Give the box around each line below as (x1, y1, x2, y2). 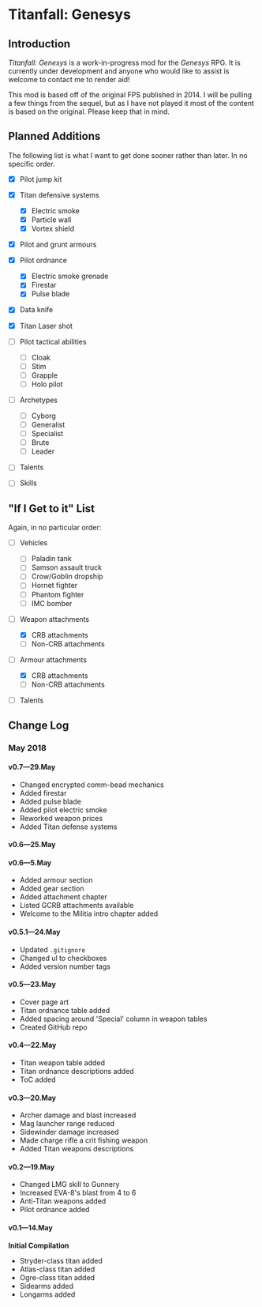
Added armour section (19, 876, 93, 885)
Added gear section (19, 883, 84, 894)
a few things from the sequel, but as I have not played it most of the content (8, 99, 255, 107)
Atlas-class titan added (19, 1264, 95, 1274)
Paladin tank (31, 554, 73, 563)
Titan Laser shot (19, 321, 73, 330)
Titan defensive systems (19, 190, 100, 199)
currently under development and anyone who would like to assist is (8, 66, 230, 76)
